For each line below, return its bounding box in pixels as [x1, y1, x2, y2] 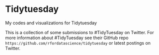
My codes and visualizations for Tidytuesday [5, 20, 97, 26]
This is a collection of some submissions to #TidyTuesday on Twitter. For [5, 29, 154, 35]
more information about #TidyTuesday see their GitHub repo [5, 35, 129, 41]
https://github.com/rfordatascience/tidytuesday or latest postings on [5, 40, 151, 46]
